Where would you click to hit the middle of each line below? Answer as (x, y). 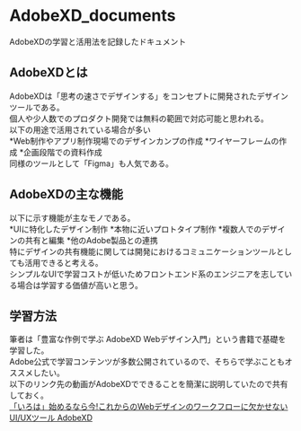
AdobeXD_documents (93, 16)
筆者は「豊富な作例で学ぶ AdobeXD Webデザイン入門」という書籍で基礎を (148, 339)
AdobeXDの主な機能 (66, 194)
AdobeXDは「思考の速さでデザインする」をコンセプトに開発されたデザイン (149, 96)
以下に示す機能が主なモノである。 (72, 217)
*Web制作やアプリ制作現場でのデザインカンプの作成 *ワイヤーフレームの (144, 141)
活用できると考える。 (64, 262)
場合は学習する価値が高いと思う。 (80, 285)
